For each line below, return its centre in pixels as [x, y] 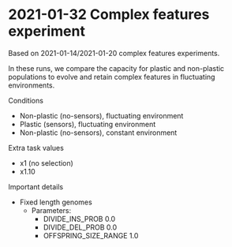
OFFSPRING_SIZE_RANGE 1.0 [91, 235]
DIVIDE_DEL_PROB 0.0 [80, 227]
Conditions [26, 100]
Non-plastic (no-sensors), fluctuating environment [101, 115]
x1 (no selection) [46, 163]
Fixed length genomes [56, 202]
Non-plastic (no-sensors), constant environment [98, 133]
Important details [36, 186]
